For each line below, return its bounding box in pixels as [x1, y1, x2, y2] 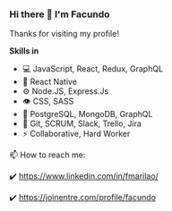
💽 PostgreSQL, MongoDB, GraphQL [21, 109, 153, 120]
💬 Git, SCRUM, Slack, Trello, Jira [21, 118, 142, 129]
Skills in [9, 46, 39, 56]
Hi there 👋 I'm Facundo [9, 8, 110, 21]
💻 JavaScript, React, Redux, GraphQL [21, 63, 164, 74]
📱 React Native [21, 76, 78, 88]
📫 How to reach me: [9, 149, 86, 160]
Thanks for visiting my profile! [9, 29, 119, 39]
